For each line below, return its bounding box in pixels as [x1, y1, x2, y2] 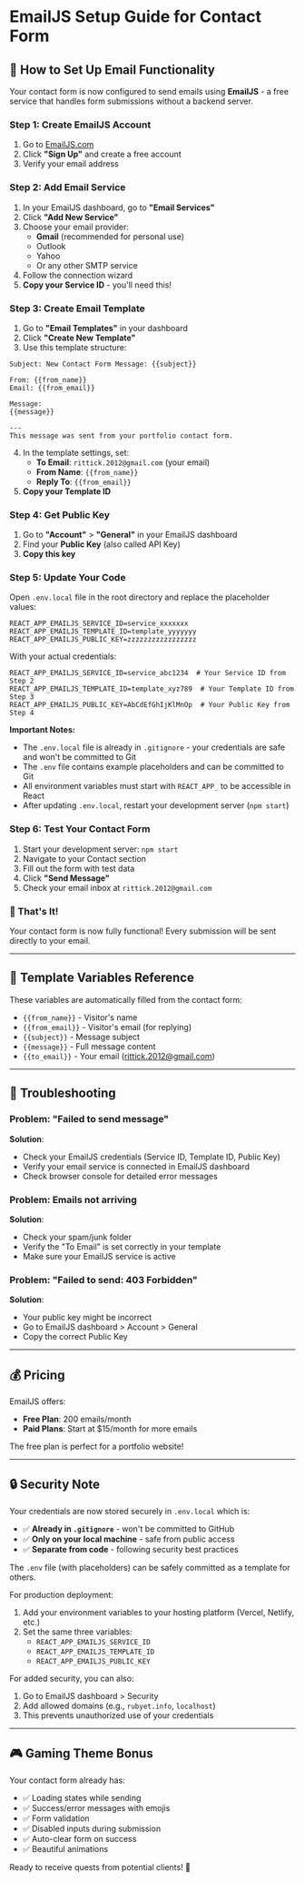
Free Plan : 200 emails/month [22, 1413, 132, 1424]
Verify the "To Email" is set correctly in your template [22, 1240, 221, 1252]
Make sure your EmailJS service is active [22, 1250, 176, 1261]
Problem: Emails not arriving [9, 1193, 138, 1206]
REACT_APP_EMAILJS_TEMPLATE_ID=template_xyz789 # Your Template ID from [9, 684, 295, 693]
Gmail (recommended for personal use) [35, 230, 184, 242]
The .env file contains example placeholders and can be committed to [22, 762, 284, 773]
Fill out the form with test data [22, 863, 135, 874]
